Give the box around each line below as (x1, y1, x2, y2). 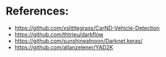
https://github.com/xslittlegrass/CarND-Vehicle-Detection (14, 24, 160, 32)
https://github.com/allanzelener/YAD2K (14, 44, 114, 51)
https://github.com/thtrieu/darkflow (14, 30, 104, 38)
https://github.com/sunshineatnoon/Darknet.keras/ (14, 37, 143, 44)
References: (5, 4, 69, 18)
